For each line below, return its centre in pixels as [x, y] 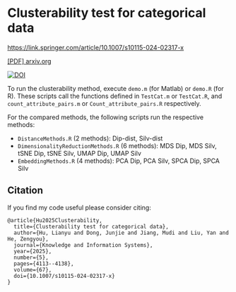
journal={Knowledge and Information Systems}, [83, 245]
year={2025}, [33, 251]
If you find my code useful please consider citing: [79, 207]
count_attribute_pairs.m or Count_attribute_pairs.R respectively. [104, 103]
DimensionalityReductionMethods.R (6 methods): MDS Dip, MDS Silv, [117, 145]
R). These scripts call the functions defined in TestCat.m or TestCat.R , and [115, 96]
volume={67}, [33, 269]
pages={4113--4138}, [44, 263]
